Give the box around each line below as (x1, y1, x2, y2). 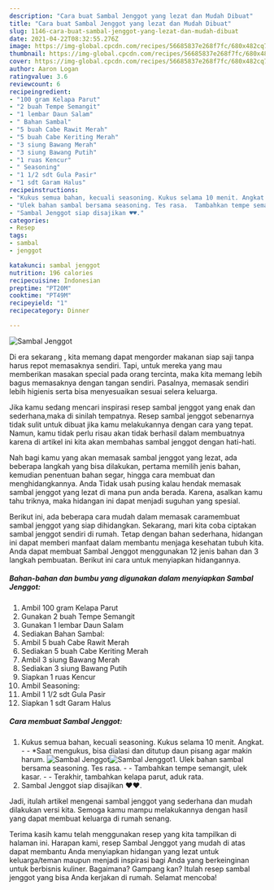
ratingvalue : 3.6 (9, 72, 68, 81)
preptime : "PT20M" (9, 284, 72, 292)
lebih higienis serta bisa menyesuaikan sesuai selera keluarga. (9, 386, 218, 396)
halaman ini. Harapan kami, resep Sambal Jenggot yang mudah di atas (9, 838, 246, 848)
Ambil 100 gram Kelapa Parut (20, 603, 119, 612)
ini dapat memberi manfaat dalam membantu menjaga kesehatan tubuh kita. (9, 537, 264, 547)
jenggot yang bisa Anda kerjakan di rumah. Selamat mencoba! (9, 872, 218, 882)
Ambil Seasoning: (20, 681, 80, 691)
